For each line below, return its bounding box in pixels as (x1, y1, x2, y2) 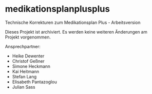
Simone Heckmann (12, 63, 51, 69)
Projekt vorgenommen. (5, 34, 51, 40)
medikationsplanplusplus (5, 3, 110, 15)
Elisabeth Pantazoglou (12, 79, 57, 85)
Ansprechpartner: (5, 43, 40, 49)
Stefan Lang (12, 74, 37, 79)
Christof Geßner (12, 58, 45, 64)
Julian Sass (12, 84, 36, 90)
